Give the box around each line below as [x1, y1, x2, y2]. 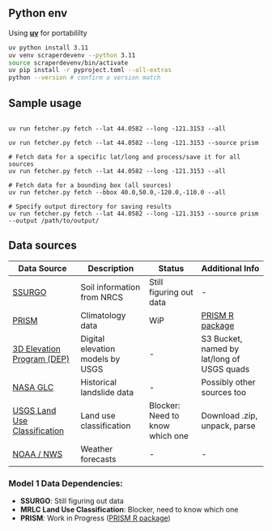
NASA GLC [12, 381, 54, 393]
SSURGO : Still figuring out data [19, 496, 124, 506]
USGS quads [201, 363, 250, 375]
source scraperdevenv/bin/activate [8, 58, 129, 67]
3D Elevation [12, 343, 61, 355]
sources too [201, 386, 247, 397]
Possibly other [201, 376, 257, 388]
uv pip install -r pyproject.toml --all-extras [8, 66, 172, 74]
